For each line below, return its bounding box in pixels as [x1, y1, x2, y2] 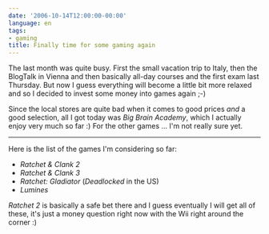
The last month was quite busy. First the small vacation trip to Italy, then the [8, 63, 258, 73]
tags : [8, 26, 26, 34]
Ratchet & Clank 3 [19, 169, 80, 178]
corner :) [8, 217, 38, 228]
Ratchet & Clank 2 [19, 160, 80, 169]
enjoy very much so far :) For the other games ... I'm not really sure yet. [8, 121, 243, 131]
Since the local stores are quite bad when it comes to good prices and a [8, 105, 246, 114]
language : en [8, 19, 52, 27]
